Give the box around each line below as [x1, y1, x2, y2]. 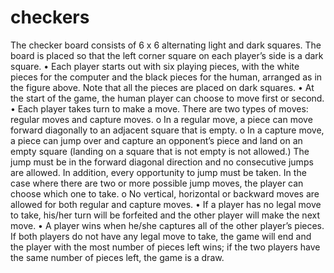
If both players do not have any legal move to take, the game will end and [10, 230, 312, 242]
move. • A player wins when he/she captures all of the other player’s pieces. [10, 219, 325, 231]
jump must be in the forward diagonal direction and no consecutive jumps [10, 156, 314, 168]
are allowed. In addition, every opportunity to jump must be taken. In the [10, 166, 307, 178]
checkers [10, 6, 90, 29]
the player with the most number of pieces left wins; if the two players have [10, 241, 321, 253]
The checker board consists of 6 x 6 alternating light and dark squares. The [10, 39, 322, 51]
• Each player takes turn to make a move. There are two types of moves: [10, 102, 309, 115]
